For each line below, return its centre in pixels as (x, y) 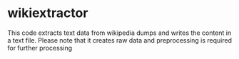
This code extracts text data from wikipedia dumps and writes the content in (119, 33)
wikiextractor (48, 13)
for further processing (40, 48)
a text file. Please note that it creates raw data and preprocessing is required (119, 40)
